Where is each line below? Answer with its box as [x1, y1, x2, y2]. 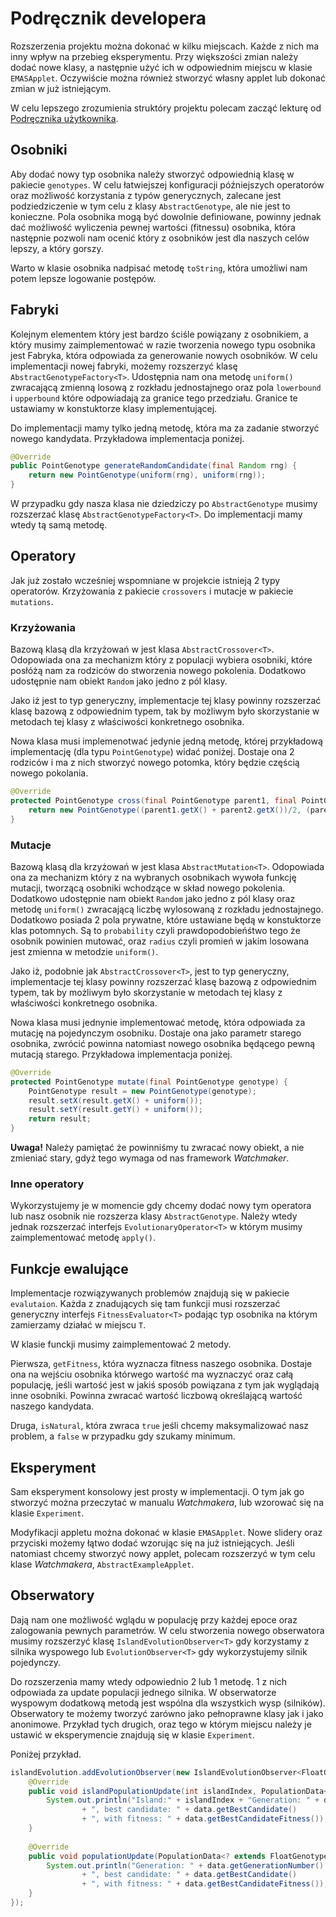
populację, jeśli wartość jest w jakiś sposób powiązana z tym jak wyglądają [10, 1379, 320, 1391]
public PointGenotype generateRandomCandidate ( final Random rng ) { [10, 461, 298, 471]
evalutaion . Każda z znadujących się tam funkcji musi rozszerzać [10, 1298, 281, 1310]
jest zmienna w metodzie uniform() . [10, 945, 159, 957]
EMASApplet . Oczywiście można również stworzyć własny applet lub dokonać [10, 72, 326, 84]
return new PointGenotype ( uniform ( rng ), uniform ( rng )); [28, 470, 267, 481]
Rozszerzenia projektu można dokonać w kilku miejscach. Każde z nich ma [10, 40, 320, 52]
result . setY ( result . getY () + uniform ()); [28, 1105, 203, 1115]
